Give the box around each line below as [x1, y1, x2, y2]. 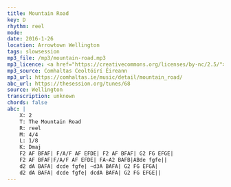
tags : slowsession [7, 49, 60, 55]
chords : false [7, 99, 48, 106]
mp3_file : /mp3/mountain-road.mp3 [7, 55, 107, 62]
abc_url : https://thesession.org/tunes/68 [7, 80, 131, 87]
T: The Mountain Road [19, 118, 81, 125]
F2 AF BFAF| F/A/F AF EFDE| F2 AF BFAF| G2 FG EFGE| [19, 150, 174, 158]
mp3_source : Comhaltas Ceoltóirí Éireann [7, 67, 128, 74]
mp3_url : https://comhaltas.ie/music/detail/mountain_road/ [7, 73, 184, 81]
